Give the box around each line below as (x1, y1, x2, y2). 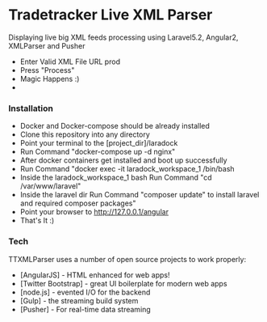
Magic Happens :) (19, 74, 80, 83)
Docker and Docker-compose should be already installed (19, 121, 210, 131)
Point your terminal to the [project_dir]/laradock (19, 138, 178, 148)
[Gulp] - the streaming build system (19, 295, 139, 305)
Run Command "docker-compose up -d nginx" (19, 147, 176, 157)
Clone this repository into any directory (19, 129, 151, 139)
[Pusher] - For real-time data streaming (19, 304, 151, 314)
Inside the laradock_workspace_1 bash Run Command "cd (19, 172, 212, 183)
